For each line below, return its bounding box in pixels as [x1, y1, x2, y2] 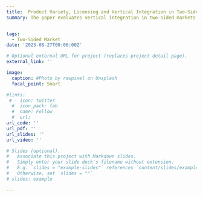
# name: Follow [11, 109, 53, 115]
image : [6, 70, 23, 76]
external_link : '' [6, 59, 53, 65]
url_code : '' [6, 120, 39, 126]
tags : [6, 31, 20, 37]
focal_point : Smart [11, 81, 61, 87]
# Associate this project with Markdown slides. [6, 153, 137, 159]
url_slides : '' [6, 131, 45, 137]
